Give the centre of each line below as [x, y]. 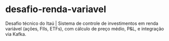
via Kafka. [16, 34]
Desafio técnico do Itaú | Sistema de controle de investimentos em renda [82, 23]
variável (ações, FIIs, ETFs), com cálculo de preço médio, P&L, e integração [85, 28]
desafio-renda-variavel [56, 9]
